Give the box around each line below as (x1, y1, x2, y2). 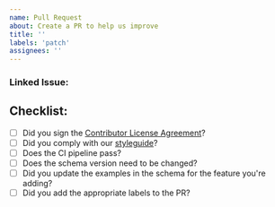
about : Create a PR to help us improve (9, 22, 159, 30)
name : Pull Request (9, 13, 83, 22)
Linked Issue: (9, 76, 69, 89)
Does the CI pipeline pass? (22, 147, 122, 158)
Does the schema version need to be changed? (22, 158, 198, 168)
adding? (22, 178, 53, 189)
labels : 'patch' (9, 38, 70, 47)
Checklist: (9, 104, 68, 119)
